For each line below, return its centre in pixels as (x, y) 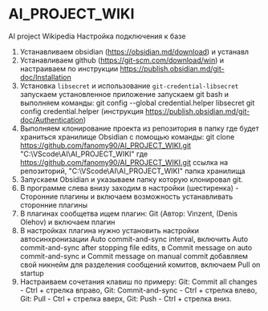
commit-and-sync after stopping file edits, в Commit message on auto (136, 247)
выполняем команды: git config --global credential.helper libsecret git (137, 103)
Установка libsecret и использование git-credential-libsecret (129, 86)
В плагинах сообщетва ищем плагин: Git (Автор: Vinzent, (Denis (129, 213)
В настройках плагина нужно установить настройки (109, 230)
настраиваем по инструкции (69, 68)
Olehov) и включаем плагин (67, 222)
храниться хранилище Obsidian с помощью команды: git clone (127, 136)
